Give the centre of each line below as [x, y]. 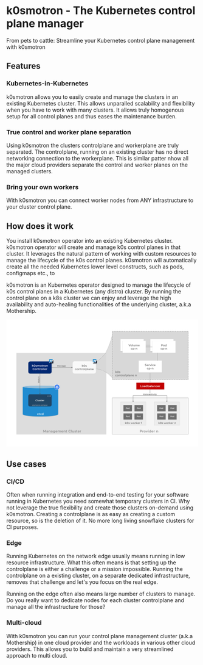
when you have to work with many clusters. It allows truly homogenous [95, 110]
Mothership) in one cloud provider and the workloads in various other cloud [101, 642]
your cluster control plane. [39, 207]
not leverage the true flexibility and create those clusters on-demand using [100, 508]
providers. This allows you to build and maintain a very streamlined [90, 649]
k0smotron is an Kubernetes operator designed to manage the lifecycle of [99, 285]
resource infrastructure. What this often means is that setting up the [91, 563]
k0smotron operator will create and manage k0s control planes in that [94, 247]
